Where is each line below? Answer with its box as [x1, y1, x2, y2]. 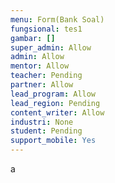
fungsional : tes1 [10, 24, 83, 34]
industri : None [10, 117, 74, 127]
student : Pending [10, 126, 83, 136]
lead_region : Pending [10, 98, 101, 108]
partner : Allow [10, 80, 74, 90]
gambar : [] [10, 33, 56, 43]
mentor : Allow [10, 61, 70, 71]
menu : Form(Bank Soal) [10, 14, 105, 25]
